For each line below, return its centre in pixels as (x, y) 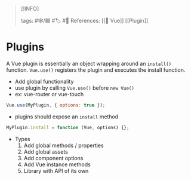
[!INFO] (30, 9)
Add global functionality (44, 81)
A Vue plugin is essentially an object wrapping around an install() (89, 63)
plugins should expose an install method (67, 117)
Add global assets (46, 151)
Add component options (53, 158)
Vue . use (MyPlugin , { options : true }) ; (56, 105)
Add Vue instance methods (57, 164)
